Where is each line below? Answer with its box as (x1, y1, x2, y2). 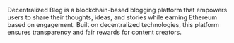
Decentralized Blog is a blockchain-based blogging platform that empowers (7, 6, 228, 14)
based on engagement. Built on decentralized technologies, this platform (7, 21, 219, 28)
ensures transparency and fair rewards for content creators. (7, 28, 182, 36)
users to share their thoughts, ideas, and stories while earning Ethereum (7, 13, 218, 21)
